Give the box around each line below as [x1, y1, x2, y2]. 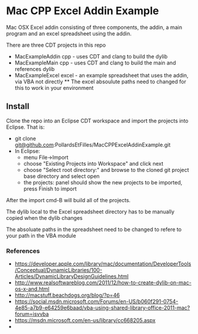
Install [6, 102, 30, 112]
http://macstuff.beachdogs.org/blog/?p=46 [14, 291, 120, 299]
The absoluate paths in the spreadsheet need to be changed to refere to [6, 226, 182, 233]
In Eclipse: [14, 147, 40, 154]
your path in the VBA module [6, 232, 76, 239]
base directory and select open [23, 173, 100, 180]
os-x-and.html [14, 286, 50, 293]
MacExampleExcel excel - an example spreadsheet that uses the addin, [14, 72, 189, 79]
